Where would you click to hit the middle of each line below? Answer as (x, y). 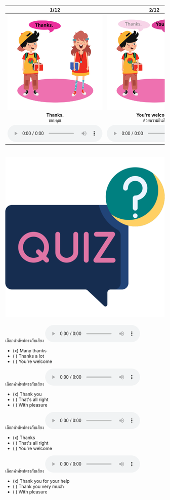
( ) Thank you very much (38, 486)
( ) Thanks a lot (28, 356)
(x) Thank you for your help (41, 481)
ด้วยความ (151, 120)
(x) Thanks (24, 438)
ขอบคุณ (55, 120)
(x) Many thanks (30, 350)
